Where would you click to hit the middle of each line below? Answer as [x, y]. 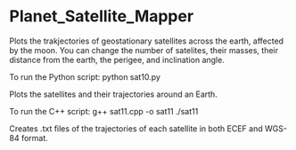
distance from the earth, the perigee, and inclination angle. [117, 59]
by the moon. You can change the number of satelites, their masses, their [144, 50]
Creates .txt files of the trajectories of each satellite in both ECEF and [136, 128]
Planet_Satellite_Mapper [102, 16]
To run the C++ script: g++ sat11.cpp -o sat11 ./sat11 [104, 111]
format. [35, 138]
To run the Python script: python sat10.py [85, 76]
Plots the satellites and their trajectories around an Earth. [114, 94]
